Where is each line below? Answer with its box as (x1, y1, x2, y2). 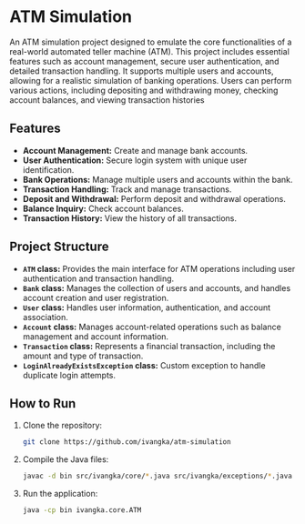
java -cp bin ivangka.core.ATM (22, 506, 142, 515)
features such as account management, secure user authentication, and (9, 55, 280, 66)
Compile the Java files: (22, 454, 109, 465)
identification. (22, 164, 75, 175)
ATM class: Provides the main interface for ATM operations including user (22, 263, 296, 274)
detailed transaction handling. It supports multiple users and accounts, (9, 65, 274, 76)
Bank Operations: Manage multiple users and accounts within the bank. (22, 174, 293, 185)
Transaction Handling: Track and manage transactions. (22, 184, 232, 195)
